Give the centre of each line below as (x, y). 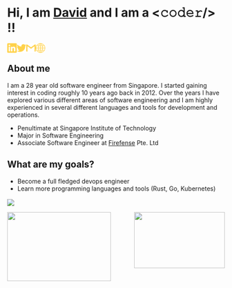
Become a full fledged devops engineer (73, 181)
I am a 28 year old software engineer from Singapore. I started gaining (107, 85)
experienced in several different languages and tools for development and (112, 107)
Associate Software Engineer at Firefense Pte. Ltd (88, 142)
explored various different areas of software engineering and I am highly (110, 100)
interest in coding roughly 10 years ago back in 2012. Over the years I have (113, 93)
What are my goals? (51, 165)
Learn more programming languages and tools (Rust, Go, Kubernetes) (116, 189)
